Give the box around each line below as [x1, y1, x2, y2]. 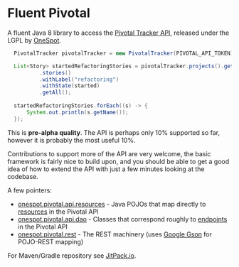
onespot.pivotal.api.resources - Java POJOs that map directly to [17, 200, 206, 208]
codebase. [7, 172, 39, 180]
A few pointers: [7, 186, 52, 195]
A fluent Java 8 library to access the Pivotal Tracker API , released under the [7, 28, 230, 37]
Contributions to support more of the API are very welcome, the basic [7, 149, 211, 158]
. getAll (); [38, 89, 72, 97]
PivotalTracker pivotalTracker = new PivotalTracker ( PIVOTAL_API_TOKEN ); [14, 50, 237, 57]
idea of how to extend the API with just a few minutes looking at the [7, 165, 205, 173]
